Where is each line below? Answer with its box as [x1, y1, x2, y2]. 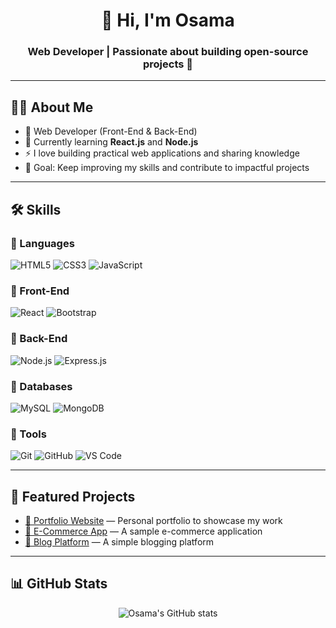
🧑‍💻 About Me [10, 99, 94, 116]
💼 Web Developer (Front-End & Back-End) [24, 125, 198, 138]
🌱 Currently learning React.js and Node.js [24, 136, 199, 148]
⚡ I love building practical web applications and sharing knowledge [24, 147, 300, 159]
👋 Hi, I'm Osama [101, 9, 235, 32]
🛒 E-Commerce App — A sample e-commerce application [24, 525, 263, 537]
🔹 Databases [10, 379, 73, 393]
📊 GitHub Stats [10, 575, 108, 593]
